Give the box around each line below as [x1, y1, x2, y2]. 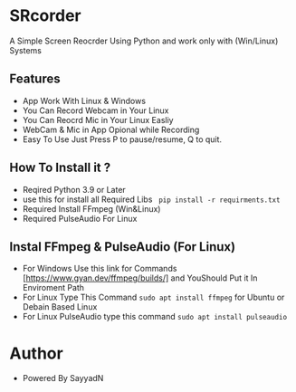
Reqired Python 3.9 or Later [22, 184, 127, 195]
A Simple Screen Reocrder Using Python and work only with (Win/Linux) [9, 35, 279, 46]
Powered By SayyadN [22, 373, 104, 384]
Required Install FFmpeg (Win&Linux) [22, 203, 161, 214]
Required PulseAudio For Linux [22, 213, 138, 224]
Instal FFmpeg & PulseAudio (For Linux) [9, 239, 236, 254]
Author [9, 343, 63, 363]
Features [9, 72, 61, 87]
